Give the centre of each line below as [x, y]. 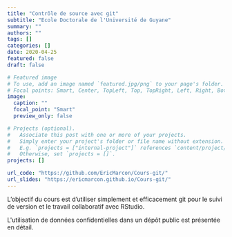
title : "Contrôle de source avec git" [63, 13]
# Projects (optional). [41, 129]
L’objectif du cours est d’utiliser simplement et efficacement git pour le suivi [115, 199]
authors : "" [24, 33]
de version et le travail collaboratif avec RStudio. [76, 206]
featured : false [30, 59]
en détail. [20, 227]
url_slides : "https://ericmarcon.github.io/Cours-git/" [89, 180]
